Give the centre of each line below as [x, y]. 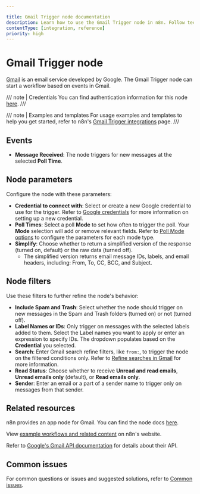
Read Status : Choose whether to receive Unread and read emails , [96, 371]
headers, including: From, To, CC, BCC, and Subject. [88, 262]
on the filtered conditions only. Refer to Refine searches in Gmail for [98, 358]
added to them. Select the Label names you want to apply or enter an [99, 333]
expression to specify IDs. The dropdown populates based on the [95, 339]
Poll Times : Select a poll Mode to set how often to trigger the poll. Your [102, 225]
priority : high [25, 33]
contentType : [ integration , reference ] [56, 28]
